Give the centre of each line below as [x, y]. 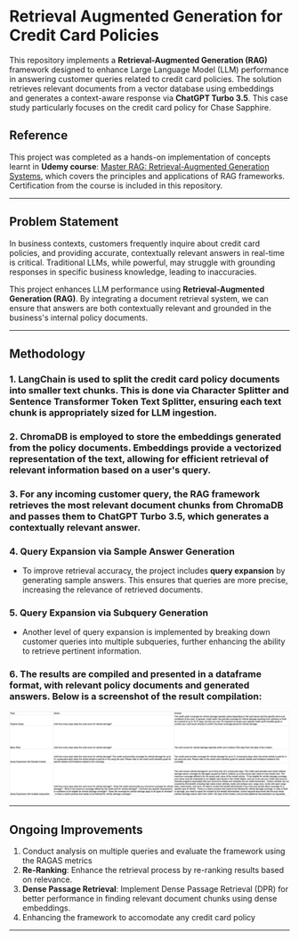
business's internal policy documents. [79, 317]
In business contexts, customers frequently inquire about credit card [135, 243]
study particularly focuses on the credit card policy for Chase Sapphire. [140, 107]
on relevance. [47, 879]
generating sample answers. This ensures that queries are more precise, [155, 581]
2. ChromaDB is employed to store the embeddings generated [145, 436]
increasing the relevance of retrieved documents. [112, 590]
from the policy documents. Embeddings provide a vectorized [145, 448]
